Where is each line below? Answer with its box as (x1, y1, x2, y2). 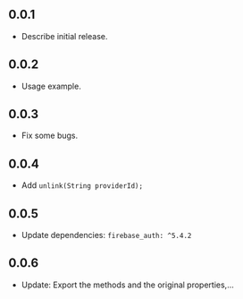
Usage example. (21, 81, 81, 91)
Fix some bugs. (21, 130, 79, 141)
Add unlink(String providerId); (21, 180, 144, 191)
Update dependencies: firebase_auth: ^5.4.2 (21, 230, 192, 241)
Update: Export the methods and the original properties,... (21, 279, 234, 290)
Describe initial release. (21, 30, 108, 41)
